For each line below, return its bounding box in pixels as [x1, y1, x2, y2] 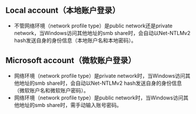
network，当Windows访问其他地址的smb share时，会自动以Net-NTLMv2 [13, 29, 191, 36]
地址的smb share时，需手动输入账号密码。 [19, 101, 122, 108]
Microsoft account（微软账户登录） [5, 56, 136, 65]
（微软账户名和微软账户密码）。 [13, 87, 89, 94]
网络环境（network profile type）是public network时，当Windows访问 [13, 94, 184, 101]
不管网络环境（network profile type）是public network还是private [13, 22, 173, 29]
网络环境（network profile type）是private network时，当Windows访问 [13, 72, 185, 79]
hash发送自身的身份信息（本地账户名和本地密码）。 [13, 37, 137, 44]
